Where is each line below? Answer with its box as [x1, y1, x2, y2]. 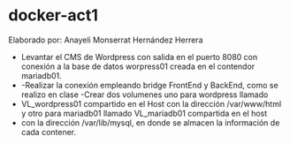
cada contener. [20, 126, 77, 137]
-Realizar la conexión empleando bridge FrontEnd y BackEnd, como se [20, 80, 279, 90]
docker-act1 [8, 5, 99, 26]
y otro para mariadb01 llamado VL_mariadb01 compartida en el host [20, 108, 268, 118]
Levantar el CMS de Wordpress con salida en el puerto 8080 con [20, 51, 258, 62]
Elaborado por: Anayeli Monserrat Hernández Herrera [8, 34, 203, 45]
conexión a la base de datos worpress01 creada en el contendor [20, 61, 256, 72]
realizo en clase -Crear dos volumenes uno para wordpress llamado [20, 89, 269, 100]
